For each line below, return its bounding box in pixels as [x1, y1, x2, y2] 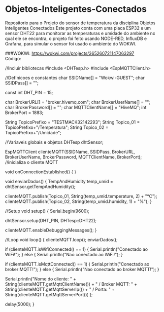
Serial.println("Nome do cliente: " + [5, 275, 76, 282]
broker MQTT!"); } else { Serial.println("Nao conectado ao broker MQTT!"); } [5, 266, 159, 272]
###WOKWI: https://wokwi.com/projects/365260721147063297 [5, 50, 134, 56]
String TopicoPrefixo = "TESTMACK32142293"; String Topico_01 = [5, 119, 140, 125]
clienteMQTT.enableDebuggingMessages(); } [5, 227, 97, 233]
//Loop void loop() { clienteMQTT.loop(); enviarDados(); [5, 236, 118, 242]
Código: [5, 55, 21, 61]
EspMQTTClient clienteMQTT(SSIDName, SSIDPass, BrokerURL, [5, 149, 135, 155]
